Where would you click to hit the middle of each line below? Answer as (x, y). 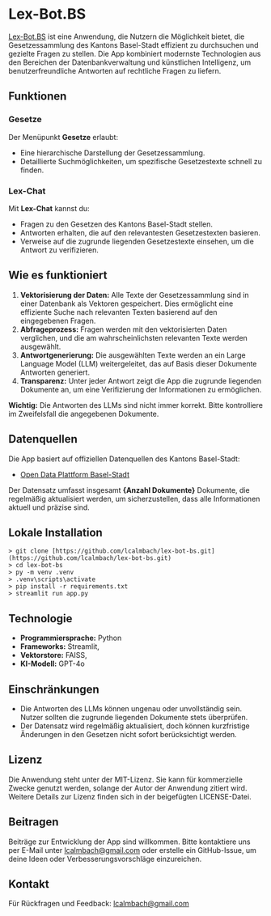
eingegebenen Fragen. (58, 320)
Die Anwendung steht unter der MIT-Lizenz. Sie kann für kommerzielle (125, 779)
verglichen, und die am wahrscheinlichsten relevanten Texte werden (134, 337)
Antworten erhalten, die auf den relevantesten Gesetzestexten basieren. (140, 232)
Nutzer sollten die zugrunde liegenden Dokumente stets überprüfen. (134, 717)
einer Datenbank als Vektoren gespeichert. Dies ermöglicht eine (127, 303)
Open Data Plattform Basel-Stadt (74, 474)
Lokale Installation (55, 532)
